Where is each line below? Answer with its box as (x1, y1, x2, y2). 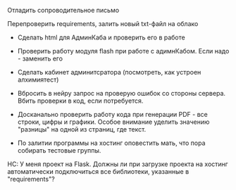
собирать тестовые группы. (17, 146, 101, 154)
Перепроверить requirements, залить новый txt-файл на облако (7, 20, 199, 27)
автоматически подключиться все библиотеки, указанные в (7, 167, 190, 175)
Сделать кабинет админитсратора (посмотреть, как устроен (17, 68, 201, 76)
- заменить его (17, 54, 63, 63)
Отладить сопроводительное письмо (7, 6, 120, 14)
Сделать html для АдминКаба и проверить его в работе (17, 33, 185, 42)
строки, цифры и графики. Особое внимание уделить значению (17, 118, 210, 126)
